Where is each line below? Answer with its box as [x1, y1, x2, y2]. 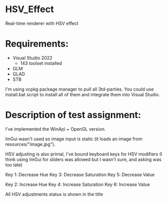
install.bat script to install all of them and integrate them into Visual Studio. [5, 91, 160, 97]
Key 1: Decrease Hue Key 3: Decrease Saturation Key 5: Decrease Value [5, 171, 155, 178]
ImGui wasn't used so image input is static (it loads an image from [5, 136, 143, 142]
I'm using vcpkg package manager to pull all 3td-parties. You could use [5, 86, 154, 92]
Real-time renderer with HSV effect [5, 20, 78, 26]
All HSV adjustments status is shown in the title [5, 191, 103, 197]
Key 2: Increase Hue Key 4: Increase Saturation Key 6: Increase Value [5, 181, 150, 187]
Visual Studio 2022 [12, 55, 53, 61]
